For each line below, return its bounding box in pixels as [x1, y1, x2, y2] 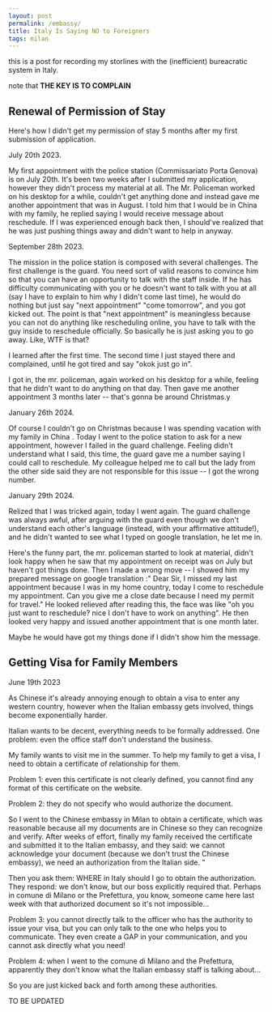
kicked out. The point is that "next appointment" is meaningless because [8, 309, 251, 319]
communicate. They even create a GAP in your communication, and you [8, 932, 248, 942]
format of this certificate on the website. [8, 783, 143, 793]
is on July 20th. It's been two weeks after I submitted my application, [8, 175, 239, 185]
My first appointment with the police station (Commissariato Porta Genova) [8, 166, 258, 176]
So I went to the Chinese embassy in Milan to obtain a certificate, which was [8, 814, 263, 824]
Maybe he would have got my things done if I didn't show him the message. [8, 632, 261, 642]
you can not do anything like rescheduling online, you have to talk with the [8, 317, 256, 328]
